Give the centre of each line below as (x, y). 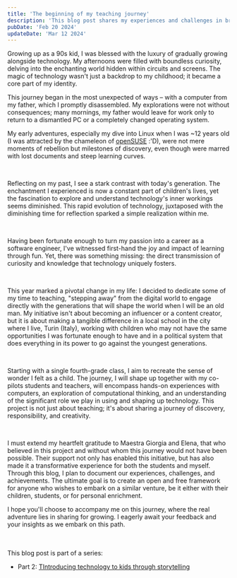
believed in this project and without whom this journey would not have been (117, 451)
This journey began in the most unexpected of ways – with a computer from (117, 98)
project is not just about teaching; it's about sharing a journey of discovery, (116, 408)
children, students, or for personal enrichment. (75, 496)
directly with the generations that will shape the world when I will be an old (116, 306)
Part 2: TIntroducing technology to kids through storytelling (104, 567)
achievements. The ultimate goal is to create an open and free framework (114, 480)
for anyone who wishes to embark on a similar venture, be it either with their (118, 488)
